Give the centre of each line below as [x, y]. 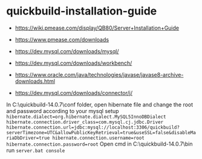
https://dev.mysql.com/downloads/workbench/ [73, 63]
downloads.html [35, 81]
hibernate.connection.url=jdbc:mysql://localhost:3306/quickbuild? [93, 127]
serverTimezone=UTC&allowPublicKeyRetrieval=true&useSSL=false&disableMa [101, 132]
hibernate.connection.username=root [99, 138]
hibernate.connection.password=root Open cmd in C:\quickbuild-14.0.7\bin [99, 144]
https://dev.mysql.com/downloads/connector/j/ [74, 92]
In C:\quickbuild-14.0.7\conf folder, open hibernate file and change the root [100, 105]
